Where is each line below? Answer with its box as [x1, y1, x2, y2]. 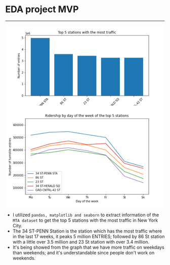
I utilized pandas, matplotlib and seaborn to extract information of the [12, 212, 159, 218]
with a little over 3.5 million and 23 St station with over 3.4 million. [12, 239, 149, 245]
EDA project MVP [5, 4, 79, 15]
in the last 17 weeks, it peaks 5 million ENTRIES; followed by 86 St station [12, 233, 165, 240]
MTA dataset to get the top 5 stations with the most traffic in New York [12, 217, 158, 223]
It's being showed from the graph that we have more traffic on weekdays [12, 244, 164, 250]
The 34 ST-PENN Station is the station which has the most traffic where [12, 228, 162, 234]
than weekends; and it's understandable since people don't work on [12, 249, 155, 255]
